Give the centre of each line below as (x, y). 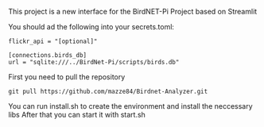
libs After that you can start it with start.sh (77, 115)
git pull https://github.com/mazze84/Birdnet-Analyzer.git (108, 91)
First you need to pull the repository (67, 77)
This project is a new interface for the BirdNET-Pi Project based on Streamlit (133, 12)
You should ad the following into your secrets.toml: (91, 27)
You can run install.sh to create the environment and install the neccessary (130, 106)
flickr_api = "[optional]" (53, 41)
